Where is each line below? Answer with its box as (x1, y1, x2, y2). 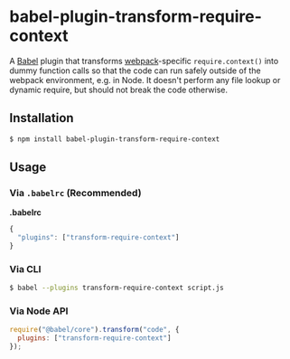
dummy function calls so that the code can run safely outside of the (9, 65, 261, 76)
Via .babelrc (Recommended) (9, 186, 142, 199)
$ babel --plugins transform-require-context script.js (9, 283, 224, 293)
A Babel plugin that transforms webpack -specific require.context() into (9, 55, 279, 66)
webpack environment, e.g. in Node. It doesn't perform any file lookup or (9, 74, 281, 85)
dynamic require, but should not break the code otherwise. (9, 84, 229, 95)
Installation (9, 110, 74, 126)
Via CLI (9, 262, 42, 275)
